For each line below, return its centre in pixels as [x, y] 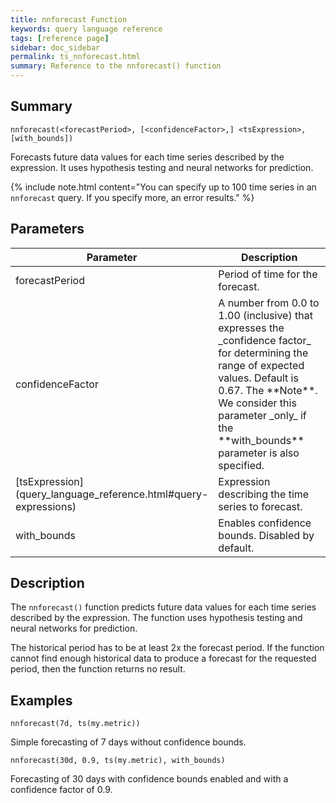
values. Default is [258, 378]
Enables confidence [265, 523]
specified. [241, 465]
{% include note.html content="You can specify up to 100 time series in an [163, 187]
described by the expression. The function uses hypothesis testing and [156, 618]
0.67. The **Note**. [268, 390]
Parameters [47, 229]
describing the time [264, 494]
